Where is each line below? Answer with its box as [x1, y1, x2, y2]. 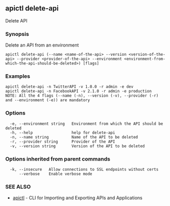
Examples [5, 73, 31, 80]
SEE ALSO [5, 183, 31, 190]
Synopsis [5, 30, 29, 37]
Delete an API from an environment [5, 42, 79, 48]
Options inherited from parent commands [5, 155, 111, 163]
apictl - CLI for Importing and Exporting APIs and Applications [12, 195, 143, 201]
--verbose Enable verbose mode [18, 171, 93, 176]
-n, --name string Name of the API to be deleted [10, 134, 138, 140]
